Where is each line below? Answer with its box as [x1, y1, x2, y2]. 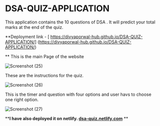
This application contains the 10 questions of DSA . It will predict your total [5, 19, 156, 25]
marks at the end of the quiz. [5, 24, 64, 30]
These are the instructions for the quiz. [5, 72, 84, 78]
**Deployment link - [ [5, 34, 50, 40]
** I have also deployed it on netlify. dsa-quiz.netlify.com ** [5, 115, 129, 121]
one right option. [5, 96, 39, 103]
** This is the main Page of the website [5, 53, 84, 59]
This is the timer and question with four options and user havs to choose [5, 91, 152, 97]
